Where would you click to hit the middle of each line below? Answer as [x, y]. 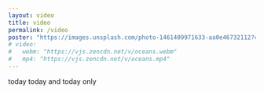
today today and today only [52, 81]
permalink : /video [38, 30]
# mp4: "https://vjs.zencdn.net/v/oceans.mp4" [89, 60]
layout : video [31, 15]
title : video [29, 23]
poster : [21, 37]
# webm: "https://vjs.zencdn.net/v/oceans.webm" [93, 52]
